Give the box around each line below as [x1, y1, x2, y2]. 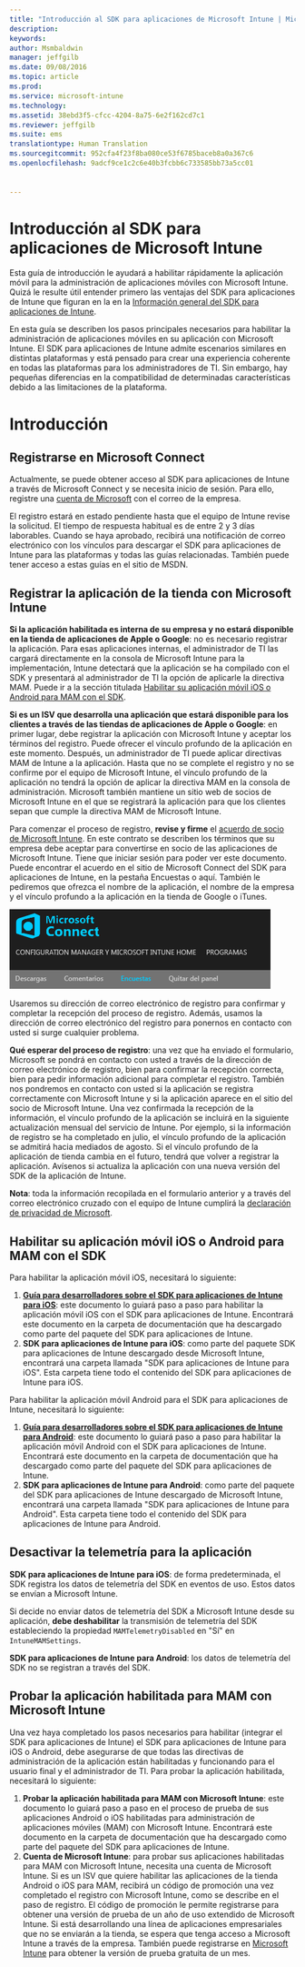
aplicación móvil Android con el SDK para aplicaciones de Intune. [22, 1441, 267, 1452]
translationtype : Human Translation [9, 139, 148, 149]
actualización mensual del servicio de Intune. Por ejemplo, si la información [9, 1122, 291, 1133]
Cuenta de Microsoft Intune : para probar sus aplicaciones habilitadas [22, 1851, 284, 1861]
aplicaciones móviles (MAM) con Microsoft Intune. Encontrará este [22, 1821, 272, 1832]
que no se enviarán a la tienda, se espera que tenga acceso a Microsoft [22, 1928, 290, 1939]
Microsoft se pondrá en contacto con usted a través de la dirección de [9, 1054, 272, 1065]
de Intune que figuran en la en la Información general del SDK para [9, 297, 260, 308]
